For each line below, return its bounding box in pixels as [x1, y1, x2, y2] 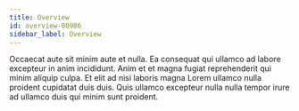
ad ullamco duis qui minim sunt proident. [9, 91, 159, 102]
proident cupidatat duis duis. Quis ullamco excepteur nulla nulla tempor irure [9, 82, 290, 93]
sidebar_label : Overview [9, 29, 102, 38]
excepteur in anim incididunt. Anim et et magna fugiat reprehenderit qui [9, 63, 272, 74]
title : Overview [9, 12, 70, 22]
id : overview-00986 [9, 21, 82, 30]
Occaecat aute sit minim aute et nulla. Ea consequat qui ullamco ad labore [9, 54, 281, 65]
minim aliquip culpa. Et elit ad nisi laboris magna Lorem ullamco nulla [9, 73, 262, 83]
